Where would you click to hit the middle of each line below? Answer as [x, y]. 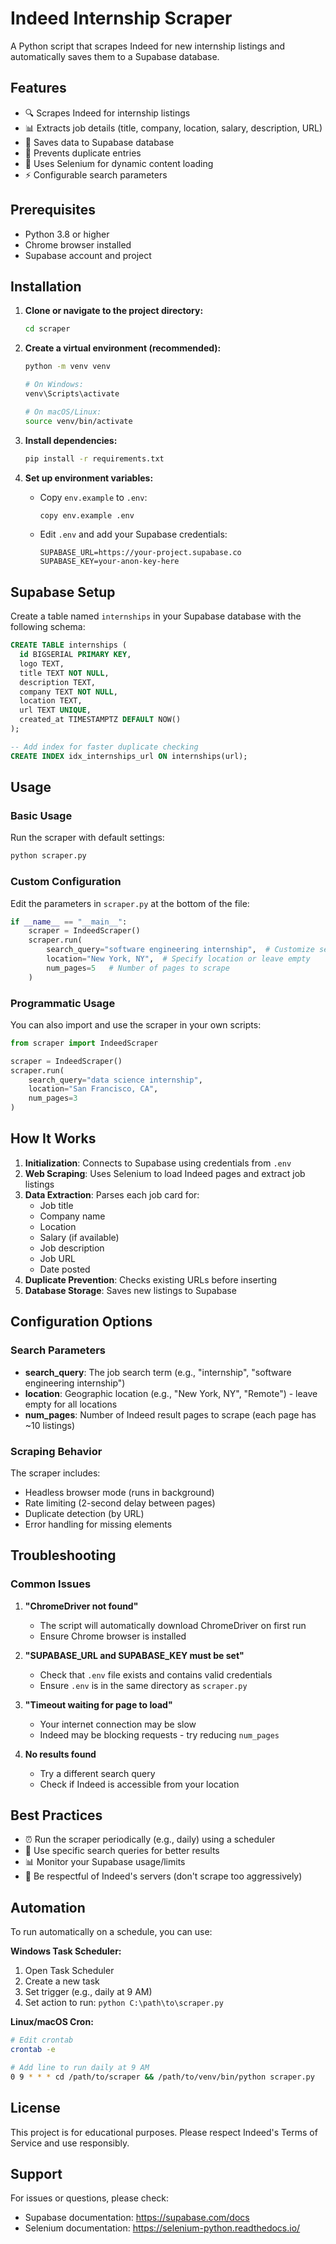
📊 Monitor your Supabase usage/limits [105, 1862]
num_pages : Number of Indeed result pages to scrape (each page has [170, 1414]
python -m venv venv [67, 367]
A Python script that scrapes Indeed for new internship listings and [148, 46]
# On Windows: [54, 385]
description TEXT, [58, 682]
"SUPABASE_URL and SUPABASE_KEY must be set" [134, 1655]
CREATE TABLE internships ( [69, 645]
